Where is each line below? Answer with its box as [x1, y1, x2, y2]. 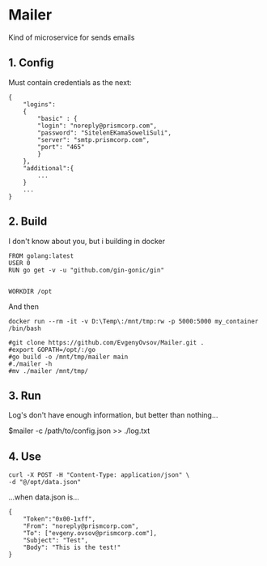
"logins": [23, 100, 57, 109]
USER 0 [8, 259, 31, 267]
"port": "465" [37, 143, 85, 151]
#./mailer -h [8, 359, 53, 368]
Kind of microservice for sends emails [8, 32, 135, 42]
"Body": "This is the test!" [23, 543, 121, 552]
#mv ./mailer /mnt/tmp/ [8, 367, 89, 375]
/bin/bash [8, 324, 42, 332]
